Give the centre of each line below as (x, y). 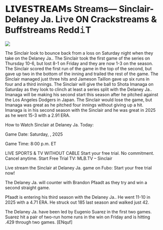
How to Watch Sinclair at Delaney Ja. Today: (49, 125)
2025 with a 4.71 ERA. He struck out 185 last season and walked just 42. (77, 202)
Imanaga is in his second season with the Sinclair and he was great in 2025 (80, 110)
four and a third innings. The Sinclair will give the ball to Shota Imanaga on (79, 84)
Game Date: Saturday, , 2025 (34, 134)
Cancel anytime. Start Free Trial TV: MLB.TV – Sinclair (59, 158)
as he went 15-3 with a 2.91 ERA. (38, 115)
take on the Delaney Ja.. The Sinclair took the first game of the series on (78, 58)
